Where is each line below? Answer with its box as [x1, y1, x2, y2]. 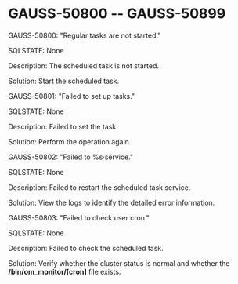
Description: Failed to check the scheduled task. [8, 243, 164, 253]
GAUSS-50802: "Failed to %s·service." [8, 152, 134, 162]
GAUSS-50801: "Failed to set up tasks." [8, 91, 135, 100]
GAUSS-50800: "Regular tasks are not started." [8, 31, 161, 40]
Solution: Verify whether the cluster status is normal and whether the [8, 258, 230, 268]
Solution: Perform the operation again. [8, 137, 132, 146]
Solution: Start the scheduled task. [8, 76, 120, 86]
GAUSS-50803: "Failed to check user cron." [8, 213, 150, 222]
